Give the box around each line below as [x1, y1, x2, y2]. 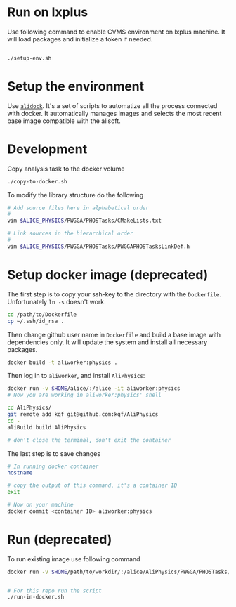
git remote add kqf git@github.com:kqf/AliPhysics [7, 411, 159, 418]
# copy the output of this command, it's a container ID [7, 482, 178, 489]
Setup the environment [7, 79, 145, 94]
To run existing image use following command [7, 554, 140, 563]
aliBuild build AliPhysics [7, 424, 86, 431]
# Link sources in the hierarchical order [7, 230, 133, 237]
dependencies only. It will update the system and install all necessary [7, 338, 208, 346]
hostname [7, 469, 33, 476]
